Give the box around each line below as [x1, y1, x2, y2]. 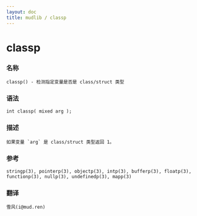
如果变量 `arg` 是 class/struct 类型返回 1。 [6, 139, 114, 145]
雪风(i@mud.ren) [6, 204, 46, 211]
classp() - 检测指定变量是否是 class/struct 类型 [6, 78, 125, 85]
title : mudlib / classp [6, 15, 67, 21]
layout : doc [6, 9, 36, 15]
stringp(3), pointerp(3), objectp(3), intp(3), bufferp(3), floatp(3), [6, 168, 192, 174]
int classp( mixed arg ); [6, 108, 72, 114]
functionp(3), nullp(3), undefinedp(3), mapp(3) [6, 173, 132, 179]
